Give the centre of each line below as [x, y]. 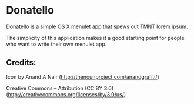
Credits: [21, 63]
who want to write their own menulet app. [56, 44]
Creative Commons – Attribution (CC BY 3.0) [60, 88]
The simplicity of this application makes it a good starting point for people [95, 38]
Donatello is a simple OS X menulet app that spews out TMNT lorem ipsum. [97, 26]
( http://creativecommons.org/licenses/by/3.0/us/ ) [66, 94]
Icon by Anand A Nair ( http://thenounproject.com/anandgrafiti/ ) [83, 76]
